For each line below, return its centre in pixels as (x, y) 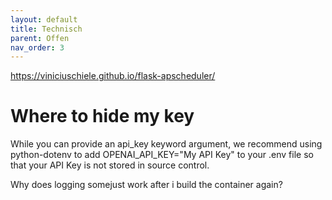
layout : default (44, 19)
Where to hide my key (102, 116)
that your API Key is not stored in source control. (110, 165)
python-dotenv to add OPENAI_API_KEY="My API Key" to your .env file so (162, 155)
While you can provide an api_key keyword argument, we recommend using (166, 144)
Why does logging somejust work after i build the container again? (146, 185)
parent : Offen (40, 38)
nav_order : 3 (37, 47)
